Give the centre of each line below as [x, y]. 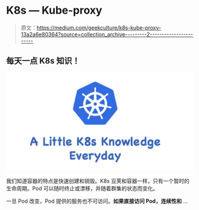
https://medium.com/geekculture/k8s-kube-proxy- [99, 27]
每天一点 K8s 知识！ [43, 61]
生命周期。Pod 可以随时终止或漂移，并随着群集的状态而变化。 [82, 188]
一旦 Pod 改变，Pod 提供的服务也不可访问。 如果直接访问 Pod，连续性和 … [97, 201]
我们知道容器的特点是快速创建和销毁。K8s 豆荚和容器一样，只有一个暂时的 [98, 181]
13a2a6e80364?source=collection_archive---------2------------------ [107, 34]
